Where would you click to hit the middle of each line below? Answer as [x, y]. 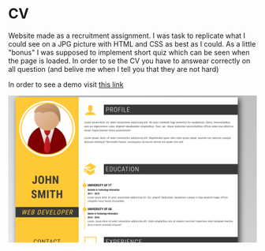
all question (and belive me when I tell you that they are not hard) [114, 69]
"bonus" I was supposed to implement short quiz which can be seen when [129, 52]
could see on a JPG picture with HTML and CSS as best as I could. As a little [132, 43]
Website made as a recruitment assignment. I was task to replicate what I [127, 36]
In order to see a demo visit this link [66, 84]
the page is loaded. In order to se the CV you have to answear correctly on [129, 61]
